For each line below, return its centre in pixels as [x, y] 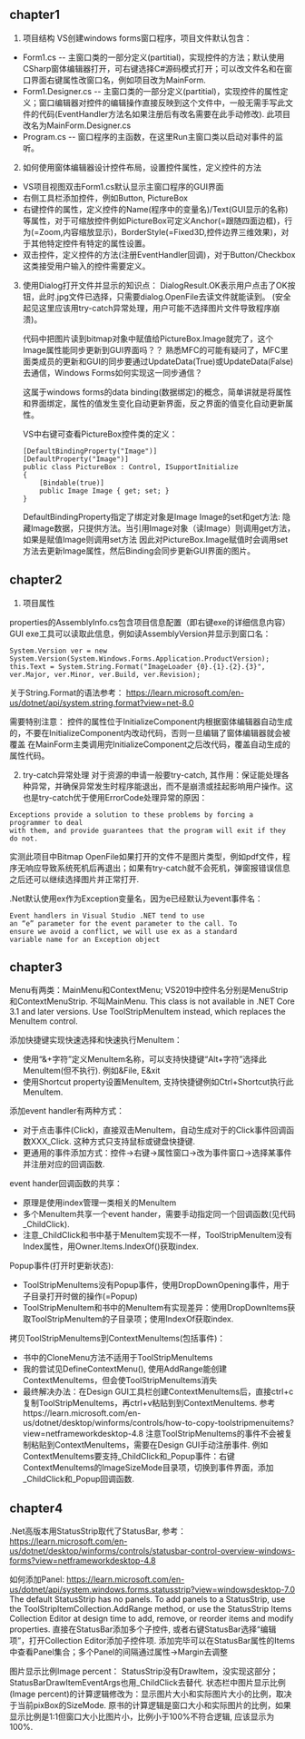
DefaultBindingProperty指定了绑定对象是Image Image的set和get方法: [151, 516]
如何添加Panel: [37, 1579]
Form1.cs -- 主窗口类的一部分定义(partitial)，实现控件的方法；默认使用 [153, 57]
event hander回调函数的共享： [66, 1184]
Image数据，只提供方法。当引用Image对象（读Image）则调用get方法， [163, 528]
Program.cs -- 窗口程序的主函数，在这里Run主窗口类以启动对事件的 [148, 136]
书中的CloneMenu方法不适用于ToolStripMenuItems [118, 1358]
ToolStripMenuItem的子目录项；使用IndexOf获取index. [132, 1319]
